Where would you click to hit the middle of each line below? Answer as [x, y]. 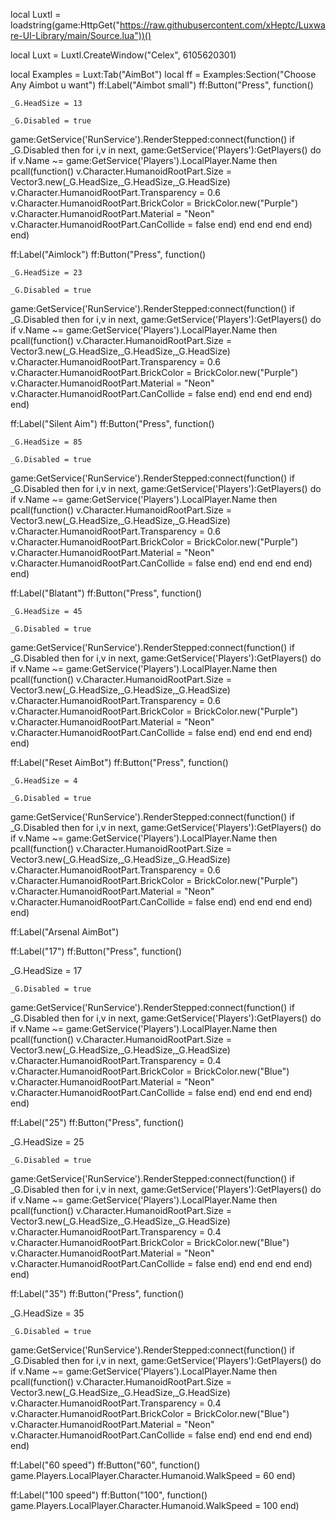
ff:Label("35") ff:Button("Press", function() [97, 1293]
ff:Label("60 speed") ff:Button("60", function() [105, 1465]
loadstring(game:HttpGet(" [65, 25]
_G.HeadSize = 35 [47, 1313]
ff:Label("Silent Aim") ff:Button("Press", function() [112, 423]
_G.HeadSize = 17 [46, 970]
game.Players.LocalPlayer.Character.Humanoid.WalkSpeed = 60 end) [153, 1475]
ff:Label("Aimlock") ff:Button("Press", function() [108, 254]
